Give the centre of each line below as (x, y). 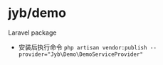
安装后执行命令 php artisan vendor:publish (83, 47)
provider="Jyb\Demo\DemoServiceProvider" (80, 54)
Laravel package (32, 32)
